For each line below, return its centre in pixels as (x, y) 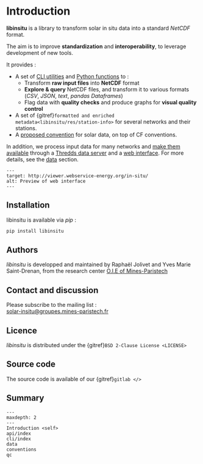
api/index (19, 434)
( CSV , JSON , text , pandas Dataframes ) (73, 96)
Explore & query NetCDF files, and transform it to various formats (107, 89)
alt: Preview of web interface (46, 181)
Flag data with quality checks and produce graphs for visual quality (110, 102)
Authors (22, 250)
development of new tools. (40, 52)
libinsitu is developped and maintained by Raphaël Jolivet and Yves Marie (98, 265)
